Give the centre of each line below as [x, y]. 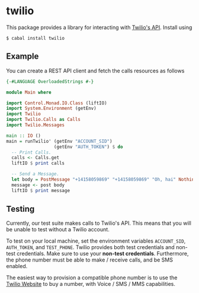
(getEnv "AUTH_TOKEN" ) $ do [88, 146]
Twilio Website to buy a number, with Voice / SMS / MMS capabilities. [91, 284]
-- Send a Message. [36, 174]
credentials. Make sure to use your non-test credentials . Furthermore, [103, 254]
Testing [20, 209]
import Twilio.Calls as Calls [44, 120]
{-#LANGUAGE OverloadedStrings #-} [50, 81]
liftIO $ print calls [38, 163]
